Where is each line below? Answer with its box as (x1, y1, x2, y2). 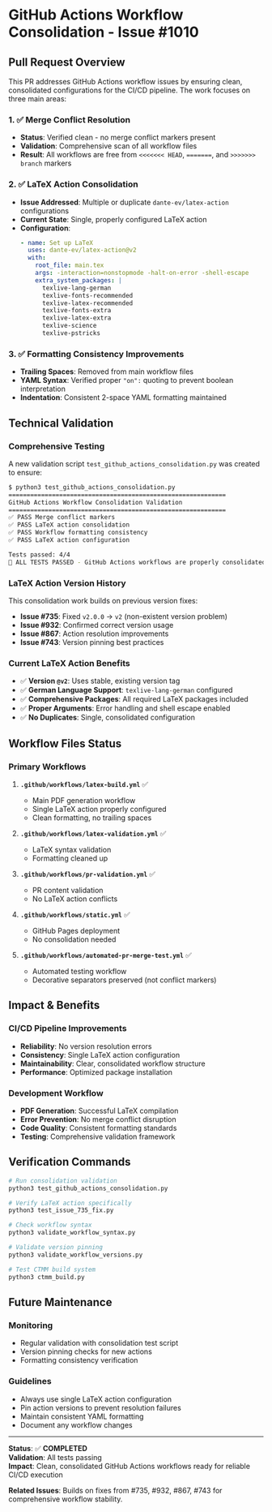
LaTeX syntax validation (32, 844, 112, 854)
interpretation (19, 384, 66, 394)
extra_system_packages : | (35, 276, 123, 285)
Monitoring (8, 1320, 53, 1331)
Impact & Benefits (8, 999, 100, 1012)
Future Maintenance (8, 1295, 113, 1309)
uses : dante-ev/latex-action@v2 (28, 246, 137, 255)
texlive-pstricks (41, 329, 101, 337)
